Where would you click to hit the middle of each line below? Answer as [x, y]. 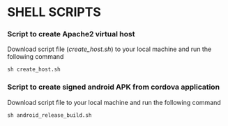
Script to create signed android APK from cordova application [114, 87]
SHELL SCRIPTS [54, 12]
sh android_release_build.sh [50, 115]
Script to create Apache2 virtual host [71, 34]
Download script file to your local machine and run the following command [114, 102]
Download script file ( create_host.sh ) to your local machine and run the [109, 49]
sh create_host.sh [34, 70]
